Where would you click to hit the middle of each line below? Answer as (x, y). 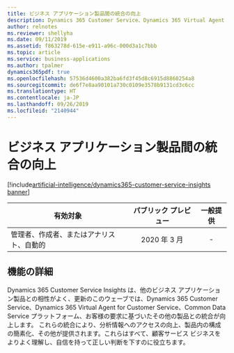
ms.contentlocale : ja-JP (43, 98)
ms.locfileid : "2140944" (43, 111)
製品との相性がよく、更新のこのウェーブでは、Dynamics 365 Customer (115, 298)
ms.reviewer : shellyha (40, 33)
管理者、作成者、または (49, 234)
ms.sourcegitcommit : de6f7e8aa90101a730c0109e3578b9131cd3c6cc (101, 85)
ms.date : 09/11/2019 (37, 40)
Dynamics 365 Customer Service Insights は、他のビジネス (92, 290)
